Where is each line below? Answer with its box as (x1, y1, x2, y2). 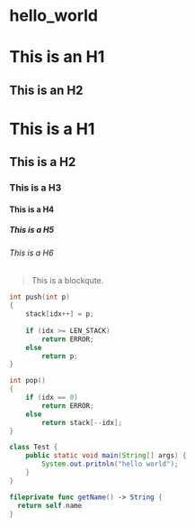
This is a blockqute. (31, 275, 104, 286)
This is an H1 (9, 47, 105, 68)
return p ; (41, 351, 78, 361)
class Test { (9, 443, 58, 452)
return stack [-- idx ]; (41, 418, 123, 427)
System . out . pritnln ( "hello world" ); (41, 459, 179, 469)
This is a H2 (9, 154, 76, 170)
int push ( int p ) (9, 292, 70, 302)
